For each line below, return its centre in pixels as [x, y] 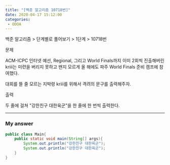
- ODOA [14, 24]
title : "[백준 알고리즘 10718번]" [38, 10]
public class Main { [26, 134]
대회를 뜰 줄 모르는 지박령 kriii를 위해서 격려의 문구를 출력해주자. [68, 84]
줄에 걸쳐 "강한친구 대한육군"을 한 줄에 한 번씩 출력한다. [65, 106]
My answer [19, 123]
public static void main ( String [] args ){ [58, 139]
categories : [18, 19]
